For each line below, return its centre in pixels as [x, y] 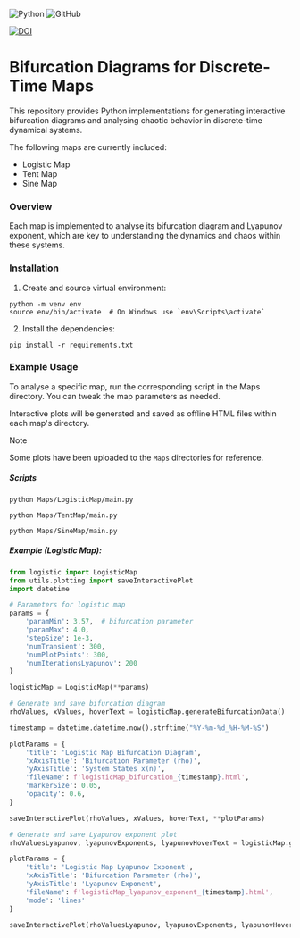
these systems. [37, 245]
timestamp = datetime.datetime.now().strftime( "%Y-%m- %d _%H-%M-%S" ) [139, 728]
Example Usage [44, 367]
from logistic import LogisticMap [74, 572]
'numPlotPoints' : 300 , [67, 655]
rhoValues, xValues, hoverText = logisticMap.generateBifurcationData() [147, 712]
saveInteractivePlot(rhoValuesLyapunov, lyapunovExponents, [124, 925]
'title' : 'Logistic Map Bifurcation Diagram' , [113, 752]
